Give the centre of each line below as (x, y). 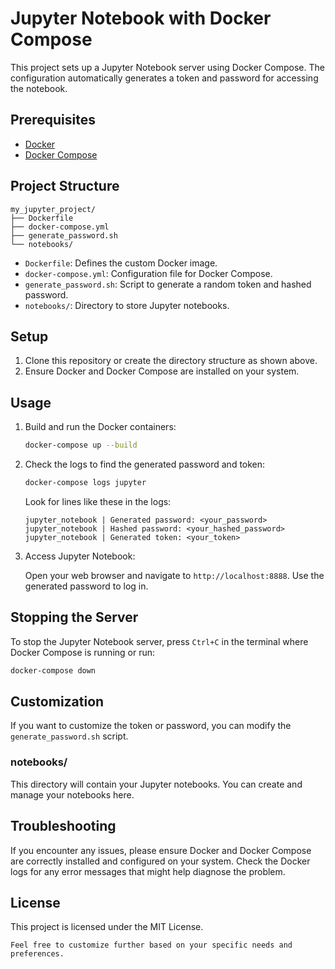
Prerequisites (53, 120)
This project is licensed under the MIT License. (107, 927)
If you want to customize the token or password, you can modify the (151, 726)
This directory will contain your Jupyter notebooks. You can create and (156, 784)
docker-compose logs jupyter (85, 483)
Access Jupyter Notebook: (80, 556)
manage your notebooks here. (72, 794)
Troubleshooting (63, 826)
